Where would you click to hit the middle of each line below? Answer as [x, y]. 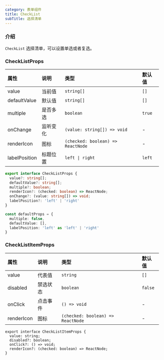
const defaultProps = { [29, 214]
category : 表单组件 [23, 10]
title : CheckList [23, 14]
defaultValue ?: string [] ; [36, 183]
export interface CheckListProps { [41, 173]
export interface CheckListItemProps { [46, 332]
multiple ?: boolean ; [30, 187]
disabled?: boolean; [30, 340]
